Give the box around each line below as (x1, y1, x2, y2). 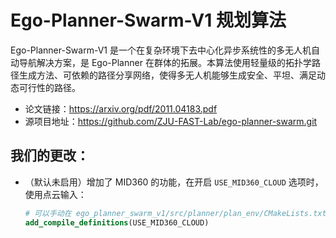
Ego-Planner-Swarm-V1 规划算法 (10, 9, 287, 32)
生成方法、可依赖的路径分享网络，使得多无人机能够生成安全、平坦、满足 (18, 69, 317, 81)
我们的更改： (10, 147, 90, 165)
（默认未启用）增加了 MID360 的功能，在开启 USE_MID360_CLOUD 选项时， (24, 176, 324, 188)
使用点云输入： (24, 188, 87, 200)
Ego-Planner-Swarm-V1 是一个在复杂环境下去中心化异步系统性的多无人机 (10, 44, 312, 56)
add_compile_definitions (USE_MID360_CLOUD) (24, 217, 210, 228)
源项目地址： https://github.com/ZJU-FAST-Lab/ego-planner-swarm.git (24, 115, 318, 127)
